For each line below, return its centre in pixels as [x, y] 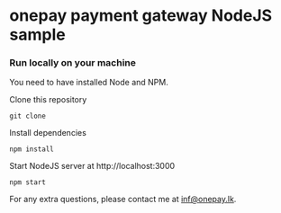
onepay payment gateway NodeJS [141, 16]
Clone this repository [48, 100]
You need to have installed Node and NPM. [89, 83]
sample [37, 35]
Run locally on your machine [73, 63]
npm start [28, 182]
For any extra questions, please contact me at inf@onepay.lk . [123, 200]
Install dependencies [48, 133]
